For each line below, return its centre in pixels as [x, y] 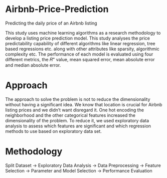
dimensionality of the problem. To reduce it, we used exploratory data [77, 120]
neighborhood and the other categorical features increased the [70, 115]
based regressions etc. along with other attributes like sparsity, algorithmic [82, 49]
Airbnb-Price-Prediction [57, 9]
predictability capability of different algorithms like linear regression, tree [80, 43]
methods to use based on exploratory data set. [53, 131]
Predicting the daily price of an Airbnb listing [51, 23]
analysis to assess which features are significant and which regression [78, 126]
